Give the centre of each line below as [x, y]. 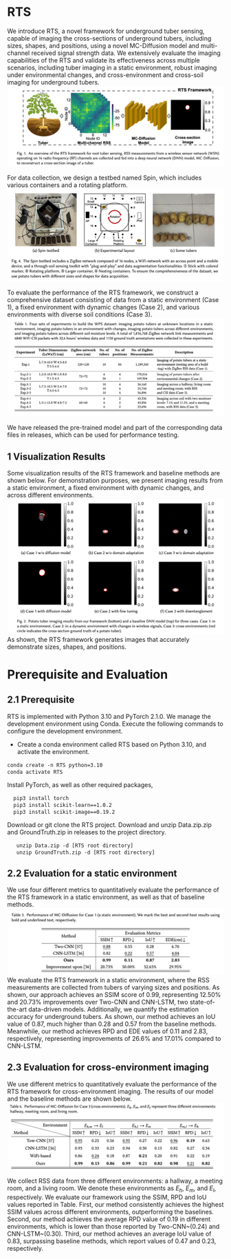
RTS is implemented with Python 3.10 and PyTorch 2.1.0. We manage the [109, 716]
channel [19, 53]
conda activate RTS [35, 772]
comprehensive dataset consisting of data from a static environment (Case [113, 299]
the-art [17, 1009]
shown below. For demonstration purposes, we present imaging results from [115, 481]
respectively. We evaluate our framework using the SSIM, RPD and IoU [107, 1197]
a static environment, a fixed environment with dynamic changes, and [106, 488]
